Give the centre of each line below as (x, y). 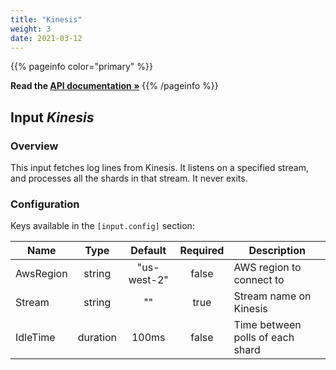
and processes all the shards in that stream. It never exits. (129, 178)
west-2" (148, 280)
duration (97, 338)
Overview (34, 146)
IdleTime (35, 338)
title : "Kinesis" (46, 19)
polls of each (264, 338)
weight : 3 (31, 29)
